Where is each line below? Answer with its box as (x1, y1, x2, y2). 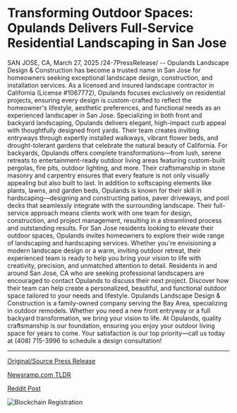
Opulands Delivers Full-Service (7, 20, 194, 36)
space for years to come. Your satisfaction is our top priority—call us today (7, 329, 226, 337)
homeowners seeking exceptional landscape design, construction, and (7, 73, 213, 82)
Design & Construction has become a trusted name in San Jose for (7, 66, 201, 74)
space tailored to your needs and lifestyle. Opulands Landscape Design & (7, 291, 221, 300)
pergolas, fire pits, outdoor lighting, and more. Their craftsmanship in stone (7, 163, 226, 172)
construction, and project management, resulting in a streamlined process (7, 216, 222, 224)
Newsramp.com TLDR (7, 370, 71, 379)
